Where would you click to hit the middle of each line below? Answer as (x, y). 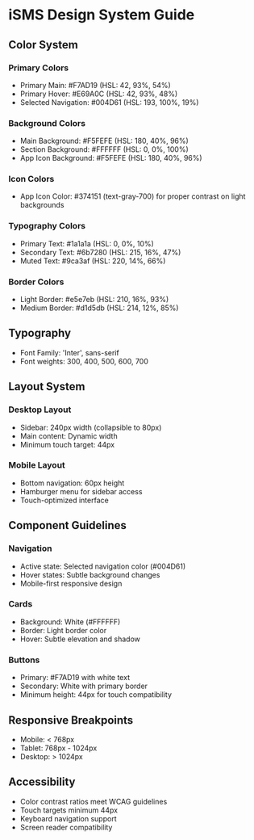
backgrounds (42, 205)
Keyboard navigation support (68, 818)
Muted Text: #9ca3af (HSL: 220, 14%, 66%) (93, 261)
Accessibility (42, 782)
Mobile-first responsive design (71, 583)
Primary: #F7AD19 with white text (75, 678)
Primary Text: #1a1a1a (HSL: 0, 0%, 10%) (87, 243)
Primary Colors (39, 68)
